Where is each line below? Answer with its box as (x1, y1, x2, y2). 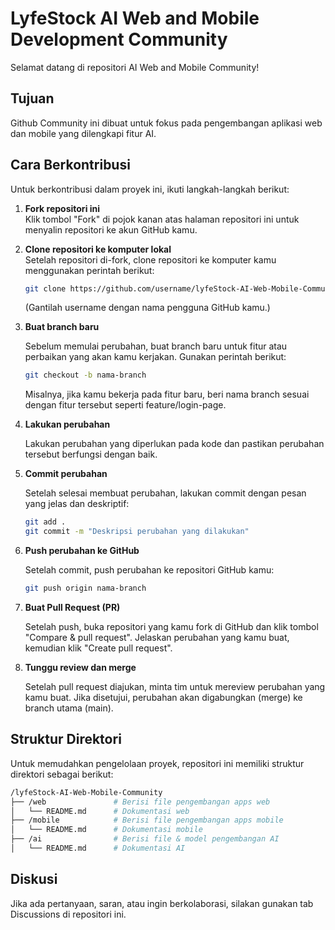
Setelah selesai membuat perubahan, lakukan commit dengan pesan (24, 487, 307, 499)
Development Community (10, 28, 228, 51)
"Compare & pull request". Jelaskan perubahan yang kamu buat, (24, 631, 290, 643)
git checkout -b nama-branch (24, 370, 147, 381)
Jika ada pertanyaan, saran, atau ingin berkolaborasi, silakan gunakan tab (10, 897, 314, 909)
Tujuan (10, 90, 55, 107)
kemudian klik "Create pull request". (24, 642, 173, 654)
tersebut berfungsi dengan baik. (24, 448, 158, 461)
